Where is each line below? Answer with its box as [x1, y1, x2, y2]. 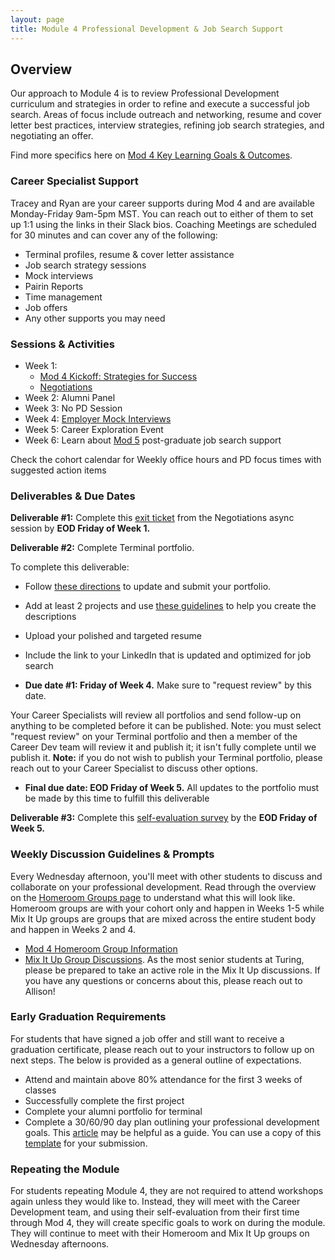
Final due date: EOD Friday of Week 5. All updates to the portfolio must [24, 782, 320, 794]
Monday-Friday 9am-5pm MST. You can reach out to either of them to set [10, 207, 314, 220]
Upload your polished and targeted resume [24, 630, 202, 642]
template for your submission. [24, 1137, 148, 1149]
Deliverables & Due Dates [10, 489, 136, 503]
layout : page [10, 14, 65, 25]
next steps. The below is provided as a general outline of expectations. [10, 1054, 302, 1066]
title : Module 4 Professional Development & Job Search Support [10, 24, 284, 34]
